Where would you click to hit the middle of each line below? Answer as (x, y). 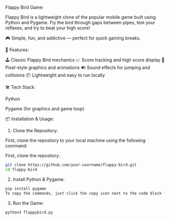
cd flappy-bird (21, 169)
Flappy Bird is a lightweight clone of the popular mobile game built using (80, 17)
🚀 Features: (17, 50)
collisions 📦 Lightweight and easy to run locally (55, 75)
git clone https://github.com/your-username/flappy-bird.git (71, 165)
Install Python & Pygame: (38, 179)
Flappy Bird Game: (25, 7)
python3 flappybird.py (29, 212)
